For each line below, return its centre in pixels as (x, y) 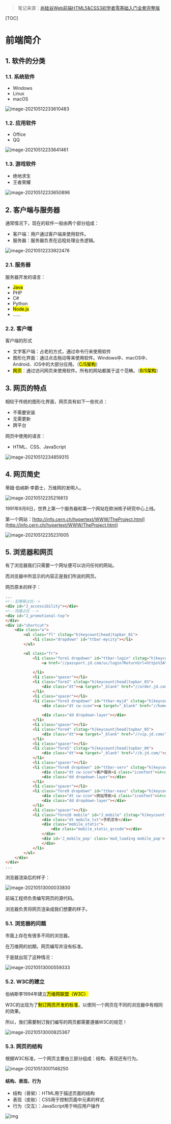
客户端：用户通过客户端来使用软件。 (51, 234)
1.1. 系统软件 (20, 77)
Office (19, 134)
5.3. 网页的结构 (24, 1046)
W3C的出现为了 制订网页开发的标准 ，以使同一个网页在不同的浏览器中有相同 (84, 1005)
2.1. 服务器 (18, 265)
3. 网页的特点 (26, 388)
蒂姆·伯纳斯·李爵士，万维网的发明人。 (45, 488)
